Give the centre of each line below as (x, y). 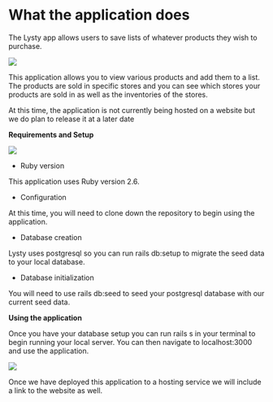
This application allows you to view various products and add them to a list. (134, 77)
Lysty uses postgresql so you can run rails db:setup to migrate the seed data (136, 253)
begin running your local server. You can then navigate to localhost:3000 (130, 342)
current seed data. (39, 302)
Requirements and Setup (51, 134)
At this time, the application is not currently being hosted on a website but (132, 110)
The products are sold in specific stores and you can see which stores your (134, 85)
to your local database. (47, 261)
